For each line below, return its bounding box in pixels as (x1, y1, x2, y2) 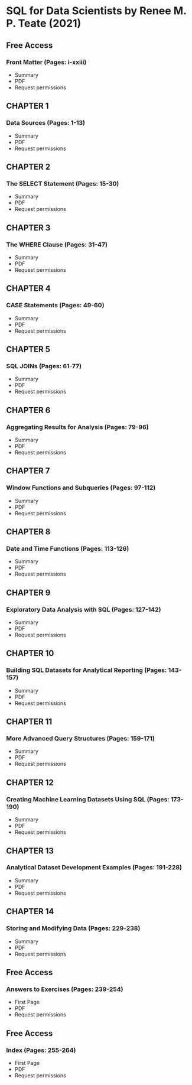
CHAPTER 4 (6, 284, 51, 294)
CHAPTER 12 (6, 777, 54, 787)
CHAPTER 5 (6, 345, 51, 355)
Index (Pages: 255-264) (6, 1046, 76, 1054)
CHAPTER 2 (6, 161, 51, 172)
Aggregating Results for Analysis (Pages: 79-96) (6, 423, 149, 431)
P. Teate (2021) (6, 17, 82, 30)
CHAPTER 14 (6, 907, 54, 917)
